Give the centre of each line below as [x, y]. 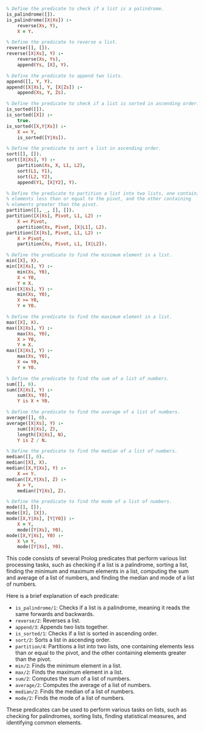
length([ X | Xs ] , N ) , [42, 435]
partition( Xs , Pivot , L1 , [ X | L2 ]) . [62, 244]
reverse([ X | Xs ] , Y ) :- [35, 54]
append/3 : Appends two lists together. [62, 627]
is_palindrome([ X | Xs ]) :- [39, 20]
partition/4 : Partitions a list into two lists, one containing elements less [104, 646]
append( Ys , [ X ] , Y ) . [43, 65]
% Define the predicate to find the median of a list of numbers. [92, 451]
